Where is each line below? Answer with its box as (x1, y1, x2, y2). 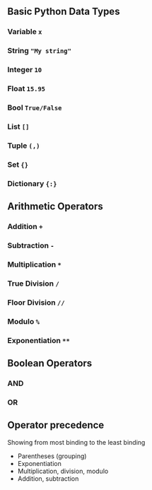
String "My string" (7, 46, 72, 56)
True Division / (7, 279, 60, 288)
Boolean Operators (7, 357, 93, 369)
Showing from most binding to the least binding (7, 438, 146, 446)
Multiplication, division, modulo (17, 467, 109, 475)
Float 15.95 (7, 84, 46, 94)
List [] (7, 122, 30, 132)
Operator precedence (7, 419, 105, 431)
